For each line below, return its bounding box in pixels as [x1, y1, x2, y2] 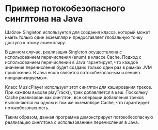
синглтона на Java [5, 13, 83, 24]
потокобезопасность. [5, 105, 50, 111]
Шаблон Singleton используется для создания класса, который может [5, 29, 151, 35]
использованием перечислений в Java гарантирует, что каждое [5, 59, 138, 65]
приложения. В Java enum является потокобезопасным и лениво [5, 69, 140, 75]
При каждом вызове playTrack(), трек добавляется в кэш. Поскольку [5, 89, 148, 95]
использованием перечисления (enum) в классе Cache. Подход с [5, 54, 142, 60]
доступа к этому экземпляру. [5, 39, 66, 45]
